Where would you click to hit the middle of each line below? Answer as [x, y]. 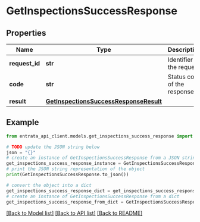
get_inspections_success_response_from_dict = [65, 202]
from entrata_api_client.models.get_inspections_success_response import [100, 136]
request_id [25, 63]
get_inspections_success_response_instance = [63, 164]
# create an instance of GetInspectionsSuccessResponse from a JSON [93, 158]
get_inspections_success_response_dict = [58, 191]
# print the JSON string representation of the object [76, 169]
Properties [26, 33]
